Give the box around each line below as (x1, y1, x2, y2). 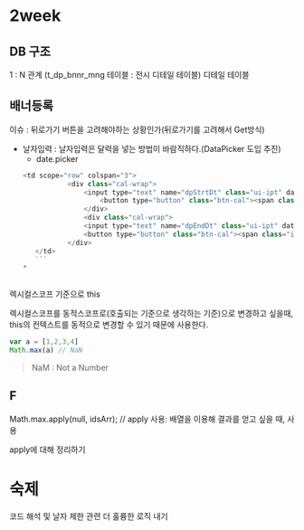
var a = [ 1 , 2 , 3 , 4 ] (9, 337, 79, 346)
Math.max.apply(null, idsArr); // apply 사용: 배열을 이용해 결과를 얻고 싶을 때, (9, 413, 286, 424)
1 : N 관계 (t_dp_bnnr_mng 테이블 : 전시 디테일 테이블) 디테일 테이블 (9, 70, 250, 80)
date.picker (35, 153, 79, 164)
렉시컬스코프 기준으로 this (9, 289, 101, 299)
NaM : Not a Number (31, 363, 109, 374)
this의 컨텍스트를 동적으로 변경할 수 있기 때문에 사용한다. (9, 319, 209, 330)
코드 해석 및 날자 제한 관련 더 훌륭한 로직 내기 (9, 510, 169, 521)
